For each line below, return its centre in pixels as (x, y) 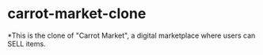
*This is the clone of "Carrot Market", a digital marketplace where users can (131, 35)
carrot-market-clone (77, 14)
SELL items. (27, 43)
